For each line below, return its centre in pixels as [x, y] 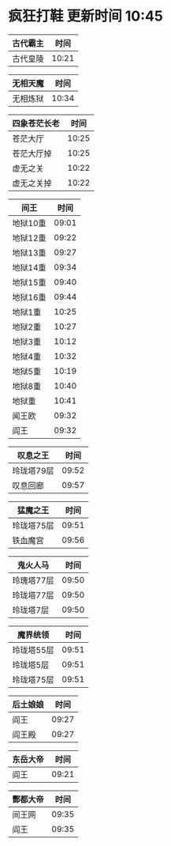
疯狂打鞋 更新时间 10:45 [85, 16]
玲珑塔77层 [33, 595]
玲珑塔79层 [33, 470]
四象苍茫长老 [36, 123]
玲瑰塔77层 [33, 580]
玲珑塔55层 [33, 650]
